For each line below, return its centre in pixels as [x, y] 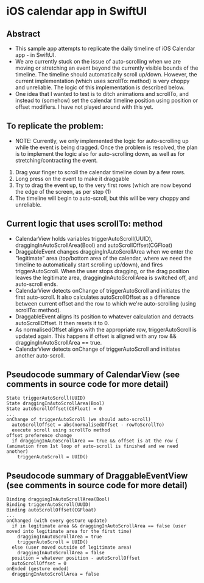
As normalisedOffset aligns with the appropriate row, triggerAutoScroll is [106, 329]
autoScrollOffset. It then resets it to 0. [62, 323]
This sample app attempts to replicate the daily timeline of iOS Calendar [105, 48]
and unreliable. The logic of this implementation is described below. [100, 87]
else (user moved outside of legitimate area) [72, 548]
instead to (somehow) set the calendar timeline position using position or [107, 100]
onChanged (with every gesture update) [57, 521]
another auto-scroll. [40, 355]
